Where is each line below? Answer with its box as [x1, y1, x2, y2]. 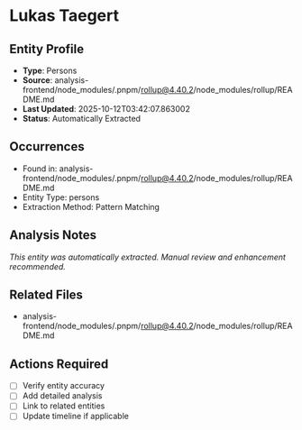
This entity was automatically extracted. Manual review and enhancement [9, 252, 287, 262]
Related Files [9, 288, 84, 303]
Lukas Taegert [9, 5, 120, 26]
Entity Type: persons [22, 191, 100, 203]
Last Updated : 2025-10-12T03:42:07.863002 [22, 104, 191, 114]
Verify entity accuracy [22, 380, 105, 391]
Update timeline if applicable [22, 411, 129, 422]
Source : [22, 75, 53, 86]
